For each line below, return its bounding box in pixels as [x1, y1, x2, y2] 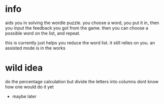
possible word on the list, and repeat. [5, 30, 80, 36]
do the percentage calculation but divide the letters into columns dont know [5, 78, 159, 84]
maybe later [12, 93, 37, 99]
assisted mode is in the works [5, 45, 66, 51]
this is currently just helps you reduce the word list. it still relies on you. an [5, 39, 155, 45]
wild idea [5, 63, 43, 73]
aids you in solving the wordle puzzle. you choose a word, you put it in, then [5, 20, 159, 26]
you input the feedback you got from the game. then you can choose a [5, 25, 149, 31]
